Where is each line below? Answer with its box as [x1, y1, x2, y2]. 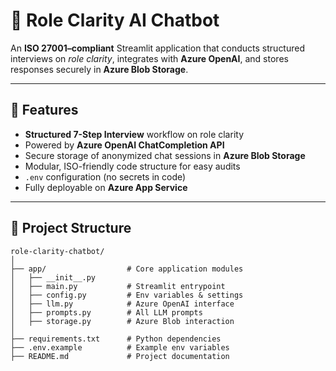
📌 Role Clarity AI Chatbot [10, 9, 220, 32]
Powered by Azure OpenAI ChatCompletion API [24, 139, 225, 151]
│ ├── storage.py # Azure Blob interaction [10, 316, 235, 326]
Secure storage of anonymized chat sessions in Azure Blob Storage [24, 149, 306, 161]
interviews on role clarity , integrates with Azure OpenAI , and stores [10, 52, 289, 64]
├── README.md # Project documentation [10, 351, 230, 361]
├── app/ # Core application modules [10, 264, 244, 274]
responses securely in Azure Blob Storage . [10, 63, 189, 75]
